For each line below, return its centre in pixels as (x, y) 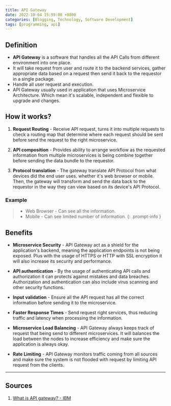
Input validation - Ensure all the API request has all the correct (78, 297)
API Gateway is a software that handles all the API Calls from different (86, 57)
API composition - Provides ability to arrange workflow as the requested (89, 150)
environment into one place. (42, 63)
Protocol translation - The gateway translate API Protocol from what (84, 170)
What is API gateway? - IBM (42, 398)
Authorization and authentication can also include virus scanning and (85, 282)
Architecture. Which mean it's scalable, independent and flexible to (83, 95)
